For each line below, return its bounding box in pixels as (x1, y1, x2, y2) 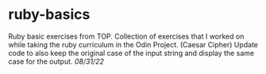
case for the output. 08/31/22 (8, 57, 105, 66)
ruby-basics (8, 6, 91, 24)
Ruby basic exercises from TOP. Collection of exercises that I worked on (8, 31, 245, 41)
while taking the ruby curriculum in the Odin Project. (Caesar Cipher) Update (8, 39, 259, 49)
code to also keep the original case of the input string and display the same (8, 48, 255, 57)
